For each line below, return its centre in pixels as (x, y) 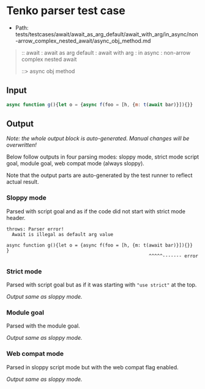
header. (16, 218)
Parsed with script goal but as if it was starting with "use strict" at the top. (102, 285)
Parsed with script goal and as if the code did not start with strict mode (96, 211)
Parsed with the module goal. (43, 326)
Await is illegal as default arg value (63, 234)
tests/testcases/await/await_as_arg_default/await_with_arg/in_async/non (106, 34)
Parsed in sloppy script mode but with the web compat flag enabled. (92, 367)
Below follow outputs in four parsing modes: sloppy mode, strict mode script (103, 157)
